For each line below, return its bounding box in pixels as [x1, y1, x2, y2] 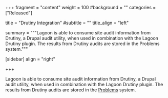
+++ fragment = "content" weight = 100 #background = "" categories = [5, 5, 156, 10]
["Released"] [5, 10, 32, 16]
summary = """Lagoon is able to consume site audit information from [5, 30, 151, 35]
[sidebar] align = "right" [5, 56, 55, 62]
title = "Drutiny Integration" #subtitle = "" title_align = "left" [5, 20, 129, 26]
